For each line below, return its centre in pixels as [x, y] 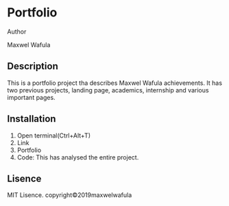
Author [17, 31]
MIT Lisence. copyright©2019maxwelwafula [70, 195]
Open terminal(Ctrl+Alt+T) [54, 136]
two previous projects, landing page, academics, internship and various [108, 90]
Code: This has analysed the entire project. [78, 157]
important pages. [32, 97]
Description [33, 66]
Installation [32, 119]
